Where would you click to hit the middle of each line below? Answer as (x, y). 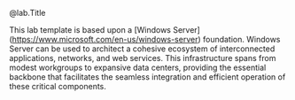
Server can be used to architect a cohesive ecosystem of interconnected (142, 49)
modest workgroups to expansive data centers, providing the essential (138, 67)
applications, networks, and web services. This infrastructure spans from (143, 58)
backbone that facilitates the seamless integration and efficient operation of (147, 77)
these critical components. (58, 86)
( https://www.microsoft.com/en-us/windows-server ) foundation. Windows (145, 39)
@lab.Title (27, 13)
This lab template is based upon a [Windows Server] (105, 30)
